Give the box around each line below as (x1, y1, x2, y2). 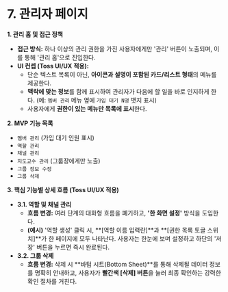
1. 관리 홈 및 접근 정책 (7, 30, 63, 38)
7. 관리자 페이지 (7, 6, 89, 22)
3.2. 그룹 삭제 (16, 251, 54, 260)
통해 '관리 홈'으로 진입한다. (24, 53, 96, 62)
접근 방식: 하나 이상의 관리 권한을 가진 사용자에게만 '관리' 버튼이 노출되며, (16, 44, 212, 53)
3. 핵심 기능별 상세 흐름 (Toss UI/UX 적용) (7, 185, 120, 194)
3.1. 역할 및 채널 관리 (16, 200, 72, 209)
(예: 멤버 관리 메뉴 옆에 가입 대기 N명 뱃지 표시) (36, 96, 157, 104)
